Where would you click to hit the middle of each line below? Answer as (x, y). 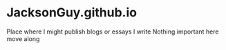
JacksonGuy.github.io (72, 13)
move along (23, 38)
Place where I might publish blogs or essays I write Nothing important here (113, 32)
